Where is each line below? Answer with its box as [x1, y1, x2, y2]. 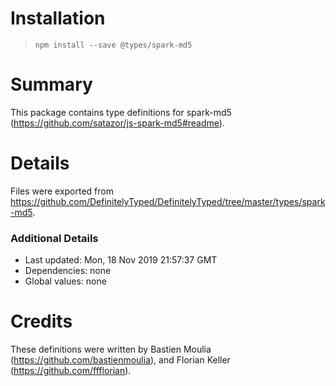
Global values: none [24, 275, 107, 287]
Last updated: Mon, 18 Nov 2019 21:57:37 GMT [24, 254, 218, 266]
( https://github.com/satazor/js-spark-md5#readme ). [10, 117, 225, 129]
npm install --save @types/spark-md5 [34, 40, 193, 50]
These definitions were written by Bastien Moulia [10, 343, 212, 356]
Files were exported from [10, 185, 114, 197]
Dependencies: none [24, 265, 112, 277]
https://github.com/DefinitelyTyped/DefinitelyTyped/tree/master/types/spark [10, 195, 326, 207]
